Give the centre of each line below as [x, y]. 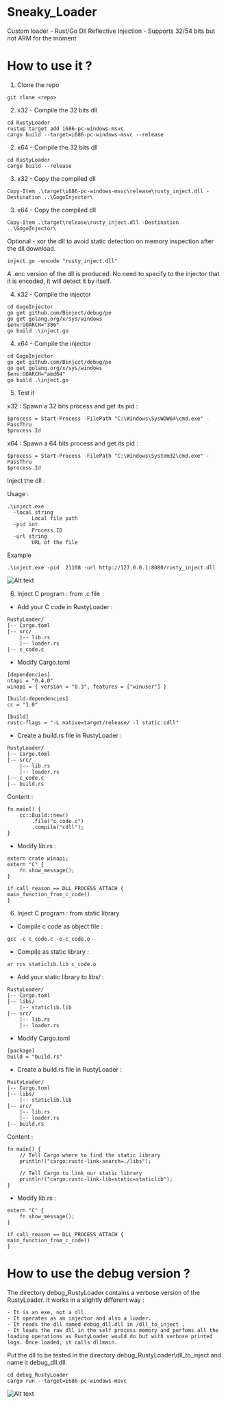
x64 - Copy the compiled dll [56, 210]
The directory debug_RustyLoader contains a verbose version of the [104, 1292]
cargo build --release [39, 166]
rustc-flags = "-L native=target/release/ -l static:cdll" [93, 723]
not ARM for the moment [42, 38]
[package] [21, 1050]
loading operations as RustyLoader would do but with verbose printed [110, 1336]
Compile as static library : [53, 951]
